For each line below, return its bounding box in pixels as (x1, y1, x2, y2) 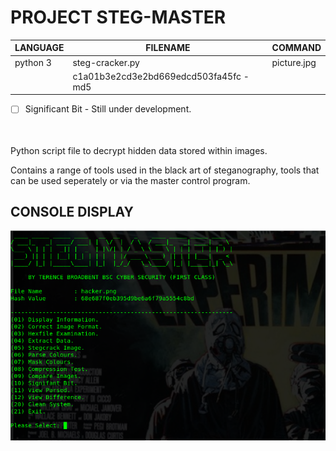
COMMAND (271, 42, 322, 54)
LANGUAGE (14, 42, 65, 54)
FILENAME (145, 42, 191, 54)
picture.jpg (271, 56, 317, 68)
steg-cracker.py (72, 56, 140, 68)
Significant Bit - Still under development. (24, 103, 192, 115)
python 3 (14, 56, 52, 68)
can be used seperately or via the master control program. (10, 174, 251, 186)
